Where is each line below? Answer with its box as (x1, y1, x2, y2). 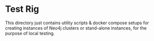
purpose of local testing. (5, 30, 55, 36)
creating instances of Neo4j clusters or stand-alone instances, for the (5, 25, 147, 31)
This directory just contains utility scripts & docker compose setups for (5, 20, 149, 26)
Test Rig (5, 3, 39, 15)
